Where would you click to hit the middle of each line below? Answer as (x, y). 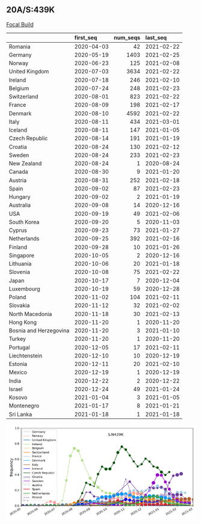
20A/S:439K (31, 10)
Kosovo (18, 398)
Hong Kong (23, 322)
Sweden (19, 155)
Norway (19, 63)
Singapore (22, 255)
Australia (20, 205)
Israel (16, 389)
